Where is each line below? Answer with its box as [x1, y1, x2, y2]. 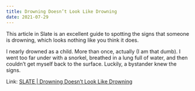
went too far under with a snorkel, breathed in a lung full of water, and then [6, 54, 188, 61]
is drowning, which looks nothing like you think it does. [6, 36, 139, 43]
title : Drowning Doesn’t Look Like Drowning [6, 8, 117, 15]
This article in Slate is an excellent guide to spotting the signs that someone [6, 30, 190, 37]
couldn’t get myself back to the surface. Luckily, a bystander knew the [6, 60, 177, 68]
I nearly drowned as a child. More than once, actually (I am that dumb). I [6, 48, 181, 55]
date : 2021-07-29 [6, 14, 49, 20]
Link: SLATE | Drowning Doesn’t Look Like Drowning [6, 77, 133, 85]
